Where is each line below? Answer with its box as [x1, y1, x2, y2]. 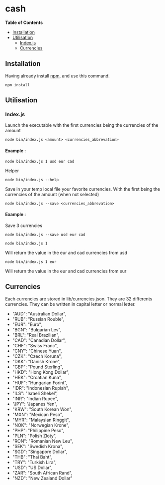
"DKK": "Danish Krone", [12, 358, 61, 364]
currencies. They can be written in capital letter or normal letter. [5, 301, 136, 307]
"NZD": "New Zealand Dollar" [12, 475, 73, 481]
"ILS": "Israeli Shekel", [12, 390, 58, 396]
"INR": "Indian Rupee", [12, 395, 59, 402]
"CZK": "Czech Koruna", [12, 353, 62, 359]
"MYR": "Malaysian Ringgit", [12, 417, 70, 423]
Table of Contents [5, 19, 43, 25]
